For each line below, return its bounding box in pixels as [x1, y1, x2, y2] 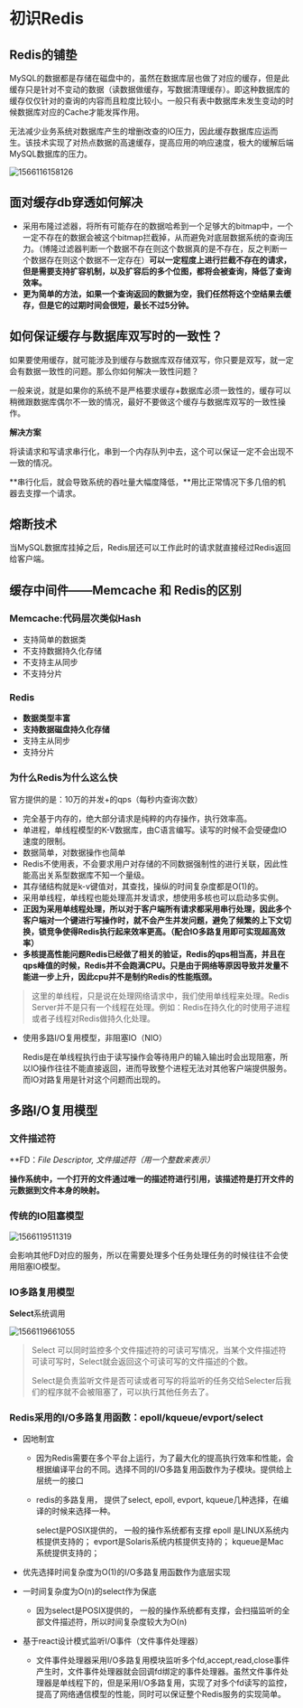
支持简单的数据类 [22, 634, 87, 645]
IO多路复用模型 [9, 1285, 75, 1298]
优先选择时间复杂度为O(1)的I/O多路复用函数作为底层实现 [22, 1567, 231, 1578]
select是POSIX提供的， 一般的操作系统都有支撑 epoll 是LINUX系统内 [35, 1525, 289, 1536]
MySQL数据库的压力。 [9, 148, 93, 159]
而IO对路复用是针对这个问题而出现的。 [22, 1074, 166, 1084]
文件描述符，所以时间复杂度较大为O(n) [43, 1617, 188, 1628]
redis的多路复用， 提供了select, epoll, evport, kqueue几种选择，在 [35, 1495, 281, 1506]
